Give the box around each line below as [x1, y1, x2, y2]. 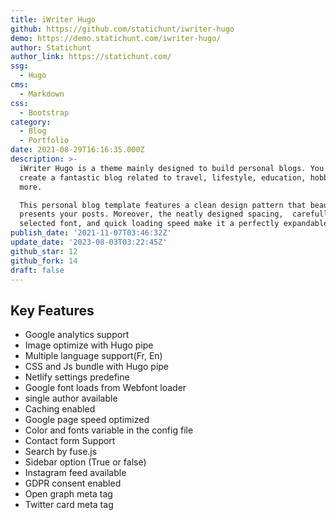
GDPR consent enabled [24, 477, 122, 490]
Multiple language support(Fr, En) [24, 350, 163, 362]
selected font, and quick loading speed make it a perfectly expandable [19, 219, 329, 229]
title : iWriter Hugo [10, 14, 97, 25]
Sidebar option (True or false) [24, 456, 147, 468]
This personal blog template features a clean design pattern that [19, 200, 307, 210]
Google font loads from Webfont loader [24, 382, 187, 394]
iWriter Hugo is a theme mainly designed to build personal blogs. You [19, 163, 325, 173]
